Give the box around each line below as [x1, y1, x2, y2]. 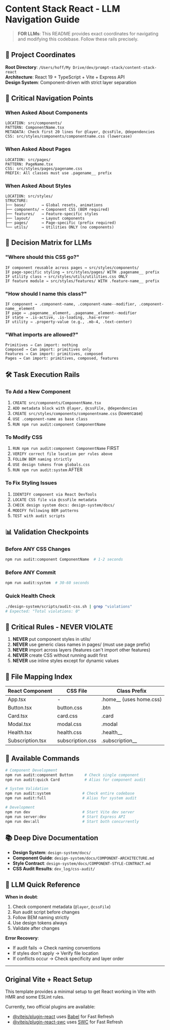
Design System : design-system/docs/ [12, 850, 91, 856]
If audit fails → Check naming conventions [12, 945, 101, 951]
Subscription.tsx [8, 737, 47, 744]
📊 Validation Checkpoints [5, 527, 89, 536]
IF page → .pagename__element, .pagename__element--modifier [5, 311, 137, 316]
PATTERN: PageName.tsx [5, 162, 53, 167]
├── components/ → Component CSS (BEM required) [5, 207, 110, 212]
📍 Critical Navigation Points [5, 94, 94, 103]
